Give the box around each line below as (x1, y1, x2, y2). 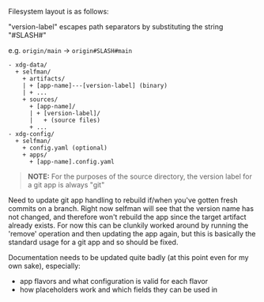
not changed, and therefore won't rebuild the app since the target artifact (8, 213, 247, 221)
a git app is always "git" (27, 180, 105, 189)
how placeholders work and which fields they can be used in (19, 285, 218, 294)
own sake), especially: (8, 261, 81, 270)
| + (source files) (28, 116, 101, 124)
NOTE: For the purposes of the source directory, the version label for (27, 172, 253, 181)
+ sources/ (22, 96, 58, 104)
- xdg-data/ (8, 61, 47, 69)
